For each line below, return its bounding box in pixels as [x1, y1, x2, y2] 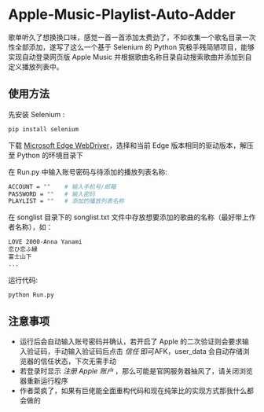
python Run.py [8, 291, 55, 299]
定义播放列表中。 [8, 61, 64, 72]
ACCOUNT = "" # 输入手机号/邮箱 [8, 182, 116, 190]
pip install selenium [8, 125, 79, 133]
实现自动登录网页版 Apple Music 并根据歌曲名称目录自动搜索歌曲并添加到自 [8, 52, 252, 61]
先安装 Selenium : [8, 109, 65, 119]
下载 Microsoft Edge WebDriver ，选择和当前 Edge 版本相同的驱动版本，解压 [8, 140, 254, 150]
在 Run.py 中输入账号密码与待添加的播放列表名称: [8, 167, 167, 176]
